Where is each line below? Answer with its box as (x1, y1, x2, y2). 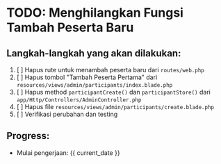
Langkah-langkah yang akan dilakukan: (6, 47, 181, 59)
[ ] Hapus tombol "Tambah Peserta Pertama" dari (16, 73, 158, 81)
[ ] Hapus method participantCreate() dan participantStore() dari (16, 88, 211, 96)
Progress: (6, 130, 50, 142)
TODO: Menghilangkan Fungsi (6, 5, 183, 21)
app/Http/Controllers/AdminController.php (16, 97, 142, 104)
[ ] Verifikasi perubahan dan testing (16, 110, 118, 118)
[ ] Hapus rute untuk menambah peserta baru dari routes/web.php (16, 66, 204, 74)
